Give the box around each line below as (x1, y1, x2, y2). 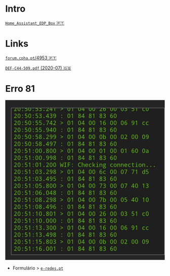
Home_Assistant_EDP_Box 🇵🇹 (5, 20, 65, 26)
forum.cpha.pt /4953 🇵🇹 (5, 54, 57, 61)
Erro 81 (5, 83, 35, 94)
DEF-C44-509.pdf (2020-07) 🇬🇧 (5, 64, 71, 71)
